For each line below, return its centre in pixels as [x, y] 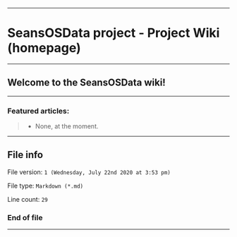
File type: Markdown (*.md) [45, 186]
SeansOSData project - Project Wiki [114, 33]
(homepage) [44, 48]
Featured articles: [38, 111]
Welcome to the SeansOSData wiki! [86, 83]
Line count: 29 [28, 199]
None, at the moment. [67, 126]
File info [25, 155]
